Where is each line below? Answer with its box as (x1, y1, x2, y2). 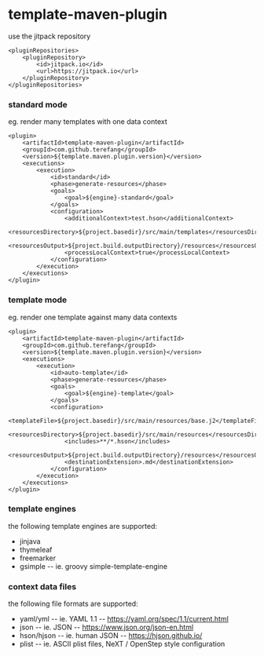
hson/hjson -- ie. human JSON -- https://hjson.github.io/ (19, 631, 203, 640)
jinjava (19, 536, 41, 546)
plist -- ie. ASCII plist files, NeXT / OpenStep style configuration (19, 640, 225, 649)
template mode (8, 294, 68, 305)
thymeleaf (19, 545, 53, 554)
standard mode (8, 99, 68, 110)
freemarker (19, 553, 57, 563)
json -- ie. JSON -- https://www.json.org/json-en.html (19, 622, 194, 632)
